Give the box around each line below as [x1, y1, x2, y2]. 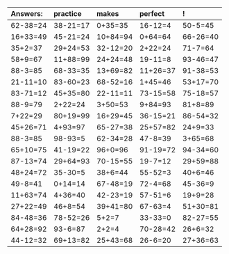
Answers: [10, 9, 43, 18]
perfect [139, 9, 165, 18]
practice [53, 9, 82, 18]
